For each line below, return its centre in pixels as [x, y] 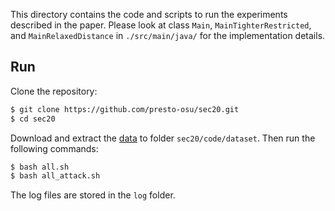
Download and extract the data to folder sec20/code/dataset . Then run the [163, 138]
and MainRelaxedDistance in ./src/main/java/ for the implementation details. [168, 35]
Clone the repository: [54, 91]
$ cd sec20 [33, 119]
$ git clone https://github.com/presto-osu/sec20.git [125, 109]
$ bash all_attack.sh [55, 176]
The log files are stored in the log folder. [93, 195]
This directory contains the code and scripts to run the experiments [149, 14]
